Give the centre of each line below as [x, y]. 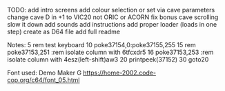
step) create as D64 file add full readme [64, 31]
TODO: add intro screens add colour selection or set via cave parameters [111, 10]
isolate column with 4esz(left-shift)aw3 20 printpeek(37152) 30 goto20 [108, 60]
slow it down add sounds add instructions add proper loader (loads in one [112, 24]
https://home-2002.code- [119, 73]
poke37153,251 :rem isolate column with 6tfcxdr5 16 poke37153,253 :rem [110, 52]
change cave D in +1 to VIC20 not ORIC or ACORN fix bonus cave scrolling [113, 17]
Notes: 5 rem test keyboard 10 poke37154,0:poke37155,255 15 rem [101, 45]
